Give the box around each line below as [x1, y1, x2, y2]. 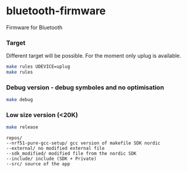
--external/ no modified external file [6, 146, 105, 152]
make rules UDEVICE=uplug [6, 64, 70, 70]
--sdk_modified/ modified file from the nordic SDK [6, 150, 137, 157]
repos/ [6, 135, 23, 141]
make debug [6, 97, 33, 103]
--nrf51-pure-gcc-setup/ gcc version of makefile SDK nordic [6, 140, 161, 146]
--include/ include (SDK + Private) [6, 156, 97, 162]
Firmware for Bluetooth [6, 24, 63, 31]
